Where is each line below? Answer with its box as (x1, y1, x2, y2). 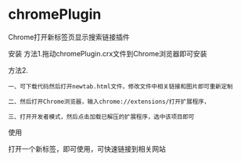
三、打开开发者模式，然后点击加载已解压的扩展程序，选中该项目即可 (8, 113, 195, 120)
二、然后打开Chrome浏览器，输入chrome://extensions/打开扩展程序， (8, 98, 210, 106)
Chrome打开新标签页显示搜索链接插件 (8, 32, 131, 41)
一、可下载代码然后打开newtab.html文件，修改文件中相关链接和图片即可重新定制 (8, 82, 233, 91)
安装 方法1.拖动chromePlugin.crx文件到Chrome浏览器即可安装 (8, 48, 207, 58)
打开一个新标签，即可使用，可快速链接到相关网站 (8, 144, 166, 153)
